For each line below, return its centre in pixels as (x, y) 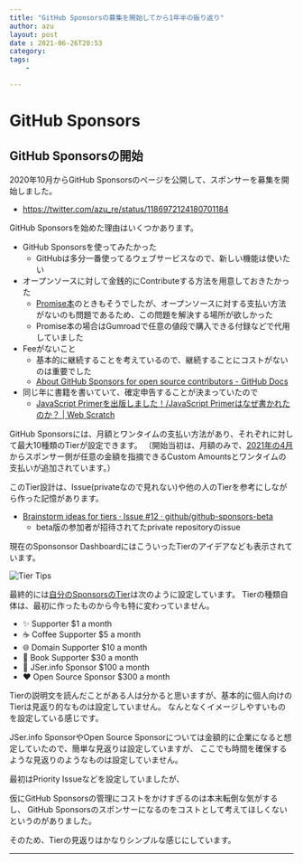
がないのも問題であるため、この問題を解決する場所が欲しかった (154, 314)
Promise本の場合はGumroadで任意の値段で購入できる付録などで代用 (163, 325)
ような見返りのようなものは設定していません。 (96, 759)
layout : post (34, 34)
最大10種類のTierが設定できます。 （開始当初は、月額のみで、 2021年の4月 (155, 445)
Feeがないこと (49, 348)
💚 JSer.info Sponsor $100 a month (86, 667)
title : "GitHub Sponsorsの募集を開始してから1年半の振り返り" (117, 18)
